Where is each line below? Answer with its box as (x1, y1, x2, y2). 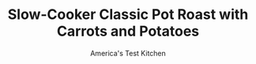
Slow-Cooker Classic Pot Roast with (7, 6, 249, 24)
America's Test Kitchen (89, 48, 167, 58)
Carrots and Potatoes (56, 22, 200, 40)
